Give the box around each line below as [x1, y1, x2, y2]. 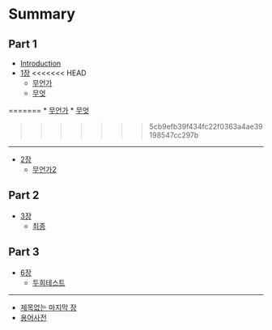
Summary [8, 5, 75, 23]
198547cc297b [149, 130, 199, 140]
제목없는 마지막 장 [19, 302, 77, 312]
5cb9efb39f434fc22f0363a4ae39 [149, 122, 263, 131]
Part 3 [8, 245, 40, 259]
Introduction [19, 58, 62, 68]
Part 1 [8, 37, 38, 51]
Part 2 [8, 188, 40, 202]
